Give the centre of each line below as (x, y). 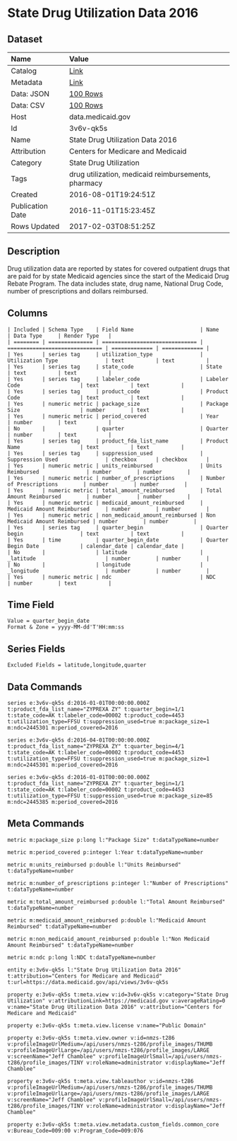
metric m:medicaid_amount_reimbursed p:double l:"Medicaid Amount (107, 920)
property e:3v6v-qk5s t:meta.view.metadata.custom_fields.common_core (113, 1124)
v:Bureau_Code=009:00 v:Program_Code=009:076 (75, 1130)
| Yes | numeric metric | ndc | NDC (112, 577)
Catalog (24, 71)
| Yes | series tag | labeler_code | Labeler (118, 379)
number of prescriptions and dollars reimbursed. (78, 291)
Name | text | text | (96, 447)
